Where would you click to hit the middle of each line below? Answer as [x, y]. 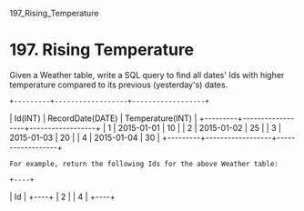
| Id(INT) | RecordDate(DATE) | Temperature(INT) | [103, 118]
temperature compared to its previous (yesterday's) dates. [119, 85]
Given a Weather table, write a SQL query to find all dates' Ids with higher [147, 75]
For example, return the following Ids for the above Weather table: [144, 164]
